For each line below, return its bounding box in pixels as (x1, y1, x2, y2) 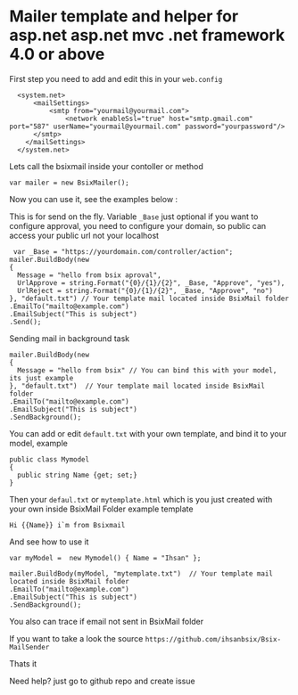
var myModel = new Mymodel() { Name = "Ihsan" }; (9, 553, 202, 562)
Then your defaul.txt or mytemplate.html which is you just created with (9, 494, 273, 504)
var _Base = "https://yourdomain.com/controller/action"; (12, 247, 234, 256)
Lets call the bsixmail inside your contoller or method (9, 160, 203, 171)
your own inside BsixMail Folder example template (9, 503, 194, 514)
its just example (9, 373, 74, 382)
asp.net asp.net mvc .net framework (9, 25, 286, 45)
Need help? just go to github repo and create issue (9, 675, 195, 686)
